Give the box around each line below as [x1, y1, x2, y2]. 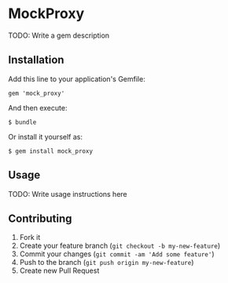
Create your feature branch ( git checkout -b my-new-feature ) [19, 241, 221, 251]
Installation [8, 53, 64, 67]
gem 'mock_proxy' [8, 89, 65, 97]
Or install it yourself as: [8, 132, 83, 141]
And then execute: [8, 103, 68, 112]
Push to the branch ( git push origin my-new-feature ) [19, 258, 194, 267]
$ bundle [8, 118, 37, 126]
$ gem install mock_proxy [8, 147, 93, 155]
